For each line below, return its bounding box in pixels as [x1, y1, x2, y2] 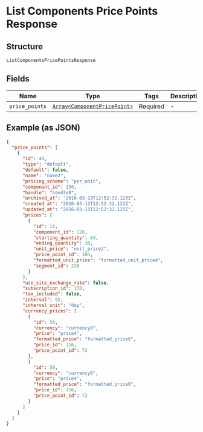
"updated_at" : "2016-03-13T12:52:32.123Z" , [22, 206, 134, 213]
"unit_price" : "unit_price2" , [33, 246, 110, 252]
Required [138, 102, 165, 110]
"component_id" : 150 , [22, 184, 77, 190]
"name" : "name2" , [22, 172, 66, 178]
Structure [6, 41, 43, 52]
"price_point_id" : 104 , [33, 252, 94, 258]
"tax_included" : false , [22, 291, 83, 297]
